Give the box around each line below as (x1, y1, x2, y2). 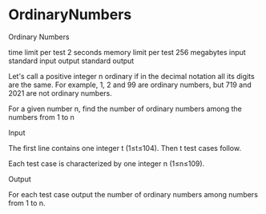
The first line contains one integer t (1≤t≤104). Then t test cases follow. (8, 143, 242, 153)
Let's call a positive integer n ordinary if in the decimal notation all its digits (8, 71, 255, 81)
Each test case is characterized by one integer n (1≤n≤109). (8, 158, 205, 168)
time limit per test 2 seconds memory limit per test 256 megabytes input (8, 47, 246, 57)
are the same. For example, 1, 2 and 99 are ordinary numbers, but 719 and (8, 80, 252, 89)
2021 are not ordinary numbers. (8, 88, 112, 97)
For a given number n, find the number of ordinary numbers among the (8, 104, 242, 113)
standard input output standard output (8, 56, 135, 65)
